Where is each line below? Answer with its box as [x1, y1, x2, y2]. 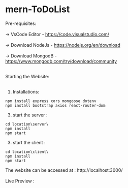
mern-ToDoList [5, 4, 70, 15]
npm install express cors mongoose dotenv [5, 98, 97, 104]
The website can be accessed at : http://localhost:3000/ [5, 167, 123, 173]
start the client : [12, 139, 46, 145]
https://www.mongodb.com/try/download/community [5, 58, 117, 64]
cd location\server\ [5, 121, 49, 127]
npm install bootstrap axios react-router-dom [5, 103, 106, 108]
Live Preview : [5, 178, 35, 184]
